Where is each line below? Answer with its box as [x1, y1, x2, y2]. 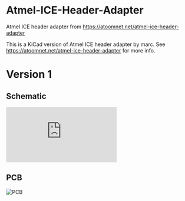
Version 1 [6, 68, 52, 81]
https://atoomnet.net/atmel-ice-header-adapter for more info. [6, 47, 156, 54]
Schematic [6, 91, 47, 101]
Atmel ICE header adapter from [6, 23, 81, 30]
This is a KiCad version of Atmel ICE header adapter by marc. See [6, 41, 166, 48]
